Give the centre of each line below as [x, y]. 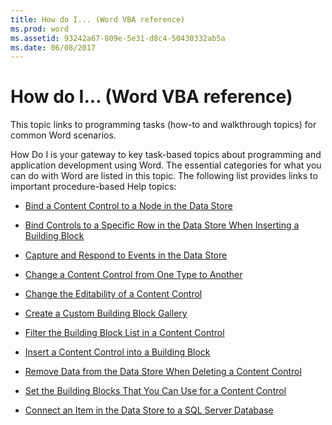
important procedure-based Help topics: [93, 187]
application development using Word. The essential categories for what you [166, 165]
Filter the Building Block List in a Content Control [124, 333]
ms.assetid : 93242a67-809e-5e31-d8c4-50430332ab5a [118, 38]
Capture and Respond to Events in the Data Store [126, 255]
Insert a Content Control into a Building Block [117, 352]
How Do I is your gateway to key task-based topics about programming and [166, 155]
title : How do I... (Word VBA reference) [98, 19]
